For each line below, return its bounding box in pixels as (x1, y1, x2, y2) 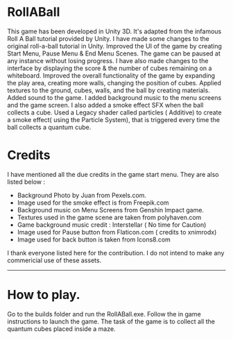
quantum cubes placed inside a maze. (7, 324, 116, 333)
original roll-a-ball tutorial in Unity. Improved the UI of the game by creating (7, 42, 222, 50)
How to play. (7, 287, 81, 303)
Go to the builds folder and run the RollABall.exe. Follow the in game (7, 309, 201, 318)
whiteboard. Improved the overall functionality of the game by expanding (7, 71, 216, 80)
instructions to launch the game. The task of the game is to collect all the (7, 317, 215, 325)
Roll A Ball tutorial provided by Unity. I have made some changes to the (7, 34, 209, 42)
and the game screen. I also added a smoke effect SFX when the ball (7, 101, 204, 109)
